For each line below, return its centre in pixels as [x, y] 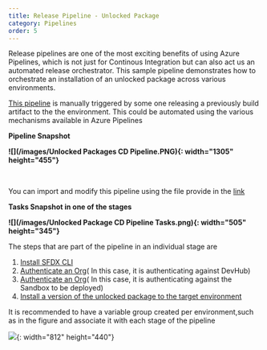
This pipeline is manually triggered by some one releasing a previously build [133, 103]
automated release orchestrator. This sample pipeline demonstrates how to [132, 71]
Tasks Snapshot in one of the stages [70, 207]
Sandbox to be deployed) [62, 288]
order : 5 [23, 31]
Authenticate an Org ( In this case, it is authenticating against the [126, 279]
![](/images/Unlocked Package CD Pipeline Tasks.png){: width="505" [127, 223]
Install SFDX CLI [47, 262]
